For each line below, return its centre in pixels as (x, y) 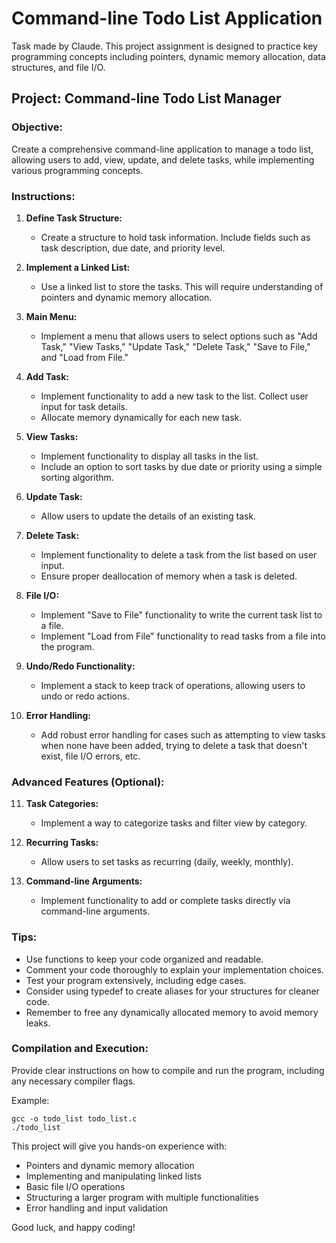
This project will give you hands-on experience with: (119, 1146)
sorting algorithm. (77, 477)
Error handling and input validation (97, 1208)
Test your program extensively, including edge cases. (136, 980)
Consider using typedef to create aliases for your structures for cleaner (172, 991)
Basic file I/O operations (75, 1186)
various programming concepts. (77, 170)
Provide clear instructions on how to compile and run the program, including (168, 1070)
